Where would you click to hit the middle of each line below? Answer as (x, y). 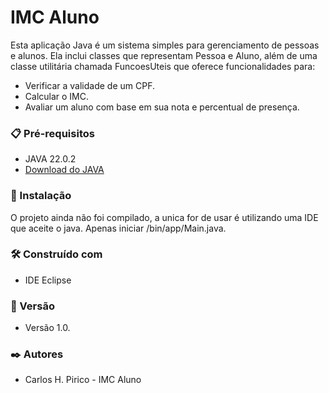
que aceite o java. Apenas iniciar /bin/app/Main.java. (118, 228)
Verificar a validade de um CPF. (89, 85)
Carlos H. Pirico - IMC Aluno (83, 380)
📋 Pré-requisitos (52, 133)
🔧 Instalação (41, 196)
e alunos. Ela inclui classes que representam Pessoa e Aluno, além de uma (164, 55)
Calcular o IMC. (57, 96)
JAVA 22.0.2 (50, 159)
